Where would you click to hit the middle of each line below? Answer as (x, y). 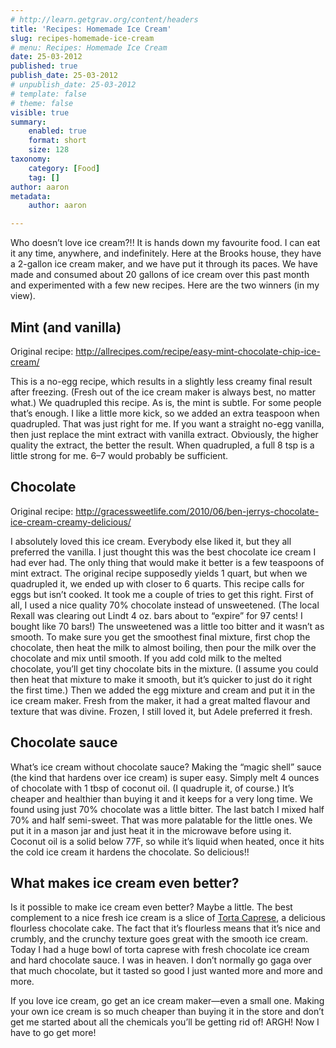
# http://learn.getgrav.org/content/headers (104, 19)
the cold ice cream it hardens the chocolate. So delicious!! (130, 852)
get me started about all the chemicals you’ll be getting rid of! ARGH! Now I (165, 1022)
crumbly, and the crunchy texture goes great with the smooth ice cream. (159, 939)
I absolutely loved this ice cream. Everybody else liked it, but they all (151, 541)
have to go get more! (53, 1033)
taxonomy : (31, 159)
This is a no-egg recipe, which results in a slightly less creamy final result (161, 381)
